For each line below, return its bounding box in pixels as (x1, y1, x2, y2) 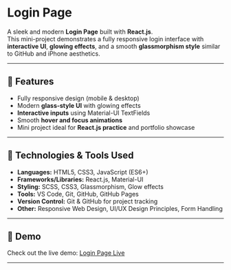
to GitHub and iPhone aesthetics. (7, 49, 101, 58)
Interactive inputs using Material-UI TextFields (16, 109, 151, 117)
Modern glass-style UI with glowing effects (16, 101, 141, 109)
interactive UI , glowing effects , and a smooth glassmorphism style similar (7, 42, 221, 50)
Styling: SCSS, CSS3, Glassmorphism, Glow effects (16, 182, 164, 190)
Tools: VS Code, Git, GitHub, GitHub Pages (16, 190, 139, 198)
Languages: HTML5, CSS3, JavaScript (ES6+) (16, 168, 149, 176)
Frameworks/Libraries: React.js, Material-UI (16, 175, 144, 183)
